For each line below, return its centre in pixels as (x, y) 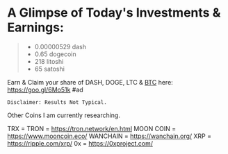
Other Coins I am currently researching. (64, 115)
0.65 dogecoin (55, 54)
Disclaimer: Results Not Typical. (57, 102)
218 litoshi (49, 61)
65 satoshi (49, 69)
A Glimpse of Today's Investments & (114, 13)
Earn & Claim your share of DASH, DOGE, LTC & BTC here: (90, 82)
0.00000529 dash (60, 46)
